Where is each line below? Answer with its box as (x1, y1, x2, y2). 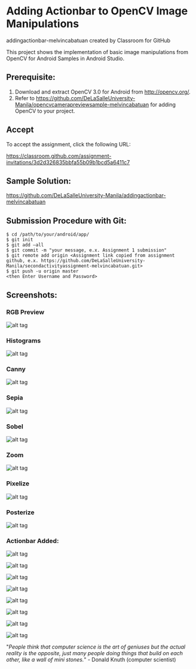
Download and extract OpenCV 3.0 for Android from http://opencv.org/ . (14, 88, 191, 95)
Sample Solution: (6, 176, 72, 186)
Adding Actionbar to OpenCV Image (6, 4, 188, 18)
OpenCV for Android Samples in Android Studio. (6, 55, 124, 62)
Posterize (6, 508, 35, 517)
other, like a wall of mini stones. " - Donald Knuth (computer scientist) (6, 656, 176, 664)
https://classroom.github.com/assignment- (6, 152, 112, 160)
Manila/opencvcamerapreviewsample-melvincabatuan (14, 101, 149, 108)
